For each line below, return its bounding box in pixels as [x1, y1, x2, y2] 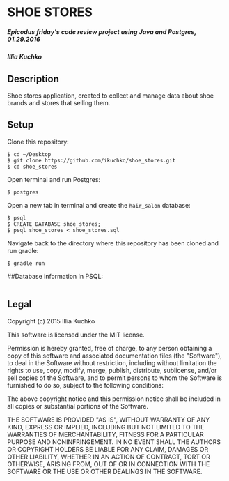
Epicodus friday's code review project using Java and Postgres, [7, 27, 197, 36]
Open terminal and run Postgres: [7, 175, 101, 183]
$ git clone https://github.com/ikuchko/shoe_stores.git [7, 157, 176, 164]
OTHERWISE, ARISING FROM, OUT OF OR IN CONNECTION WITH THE [7, 459, 210, 468]
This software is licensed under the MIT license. [7, 330, 145, 339]
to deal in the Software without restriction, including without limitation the [7, 358, 217, 367]
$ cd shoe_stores [7, 163, 58, 170]
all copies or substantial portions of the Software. [7, 402, 148, 410]
